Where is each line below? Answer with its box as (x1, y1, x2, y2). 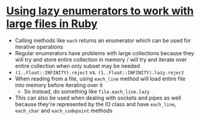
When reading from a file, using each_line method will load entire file (14, 75, 186, 82)
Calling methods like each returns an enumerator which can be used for (14, 37, 191, 44)
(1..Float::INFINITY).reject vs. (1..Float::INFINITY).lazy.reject (14, 68, 184, 76)
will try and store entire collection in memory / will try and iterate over (14, 56, 187, 63)
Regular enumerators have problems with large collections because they (14, 49, 195, 56)
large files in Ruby (6, 17, 98, 31)
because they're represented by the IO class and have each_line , (14, 100, 177, 107)
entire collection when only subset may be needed (14, 62, 140, 70)
